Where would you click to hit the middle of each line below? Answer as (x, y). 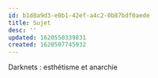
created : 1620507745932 (47, 45)
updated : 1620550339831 (47, 37)
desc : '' (23, 30)
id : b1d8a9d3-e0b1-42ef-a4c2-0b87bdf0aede (79, 15)
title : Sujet (30, 23)
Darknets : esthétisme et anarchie (63, 67)
